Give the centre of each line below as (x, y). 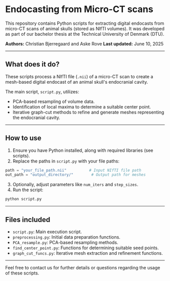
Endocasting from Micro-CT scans (79, 9)
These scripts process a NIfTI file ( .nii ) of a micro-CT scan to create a (79, 76)
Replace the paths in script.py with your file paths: (66, 161)
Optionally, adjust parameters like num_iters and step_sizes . (75, 185)
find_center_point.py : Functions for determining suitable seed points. (86, 248)
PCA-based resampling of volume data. (54, 101)
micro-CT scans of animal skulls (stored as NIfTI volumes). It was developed (85, 28)
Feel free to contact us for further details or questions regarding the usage (83, 268)
